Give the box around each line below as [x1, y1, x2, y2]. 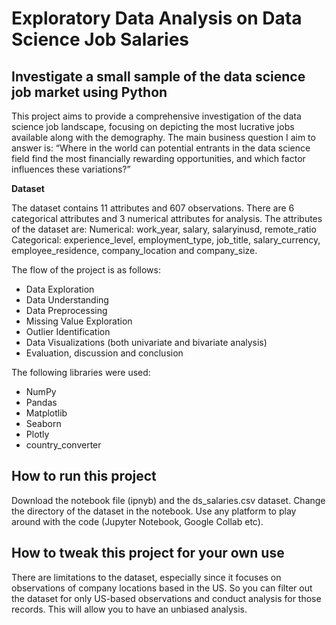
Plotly [25, 428, 50, 440]
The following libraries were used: [11, 367, 151, 378]
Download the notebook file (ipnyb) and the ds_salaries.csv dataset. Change [11, 494, 326, 506]
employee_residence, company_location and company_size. [11, 245, 258, 256]
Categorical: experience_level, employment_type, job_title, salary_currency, [11, 234, 321, 246]
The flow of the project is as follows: [11, 264, 161, 276]
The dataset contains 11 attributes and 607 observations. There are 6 [11, 202, 295, 214]
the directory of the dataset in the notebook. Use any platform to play [11, 505, 297, 517]
